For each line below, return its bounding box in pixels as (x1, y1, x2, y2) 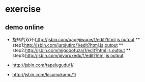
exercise (5, 3, 41, 15)
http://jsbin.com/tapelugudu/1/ (12, 62, 74, 68)
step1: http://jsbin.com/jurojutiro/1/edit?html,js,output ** (12, 42, 124, 48)
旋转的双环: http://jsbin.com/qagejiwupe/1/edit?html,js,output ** (12, 37, 140, 42)
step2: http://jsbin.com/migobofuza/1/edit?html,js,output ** (12, 48, 131, 53)
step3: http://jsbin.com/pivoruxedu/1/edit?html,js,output (12, 53, 124, 58)
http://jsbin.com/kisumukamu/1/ (12, 72, 77, 77)
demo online (5, 23, 44, 31)
